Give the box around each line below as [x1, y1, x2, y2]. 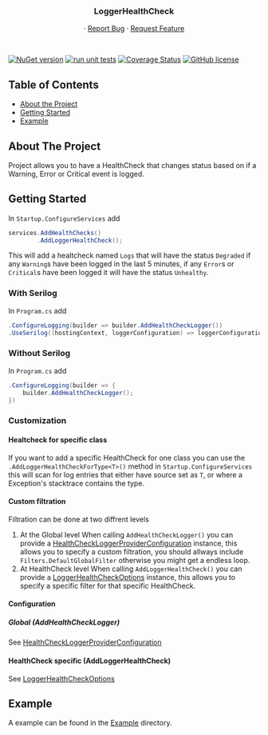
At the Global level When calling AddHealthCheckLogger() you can [19, 529, 234, 539]
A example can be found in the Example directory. [8, 718, 172, 728]
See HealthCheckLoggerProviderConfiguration [8, 637, 162, 647]
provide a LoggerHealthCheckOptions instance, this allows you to [19, 572, 236, 581]
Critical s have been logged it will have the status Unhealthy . [8, 268, 209, 278]
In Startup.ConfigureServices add [8, 214, 120, 223]
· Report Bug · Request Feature [83, 24, 185, 34]
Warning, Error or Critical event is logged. [8, 169, 145, 178]
